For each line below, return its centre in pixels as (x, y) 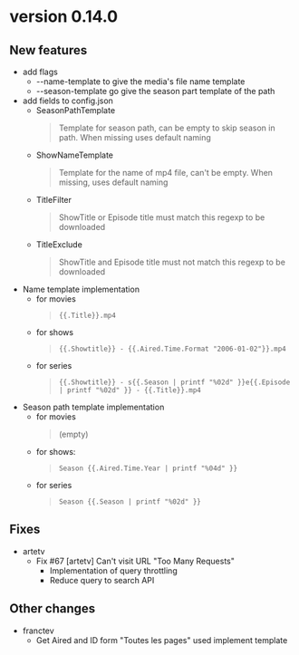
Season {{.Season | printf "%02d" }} (130, 502)
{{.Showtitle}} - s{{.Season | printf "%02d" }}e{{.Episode (174, 382)
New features (48, 50)
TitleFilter (54, 200)
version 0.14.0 (64, 17)
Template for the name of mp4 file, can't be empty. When (166, 173)
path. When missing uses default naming (135, 137)
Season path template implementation (93, 407)
